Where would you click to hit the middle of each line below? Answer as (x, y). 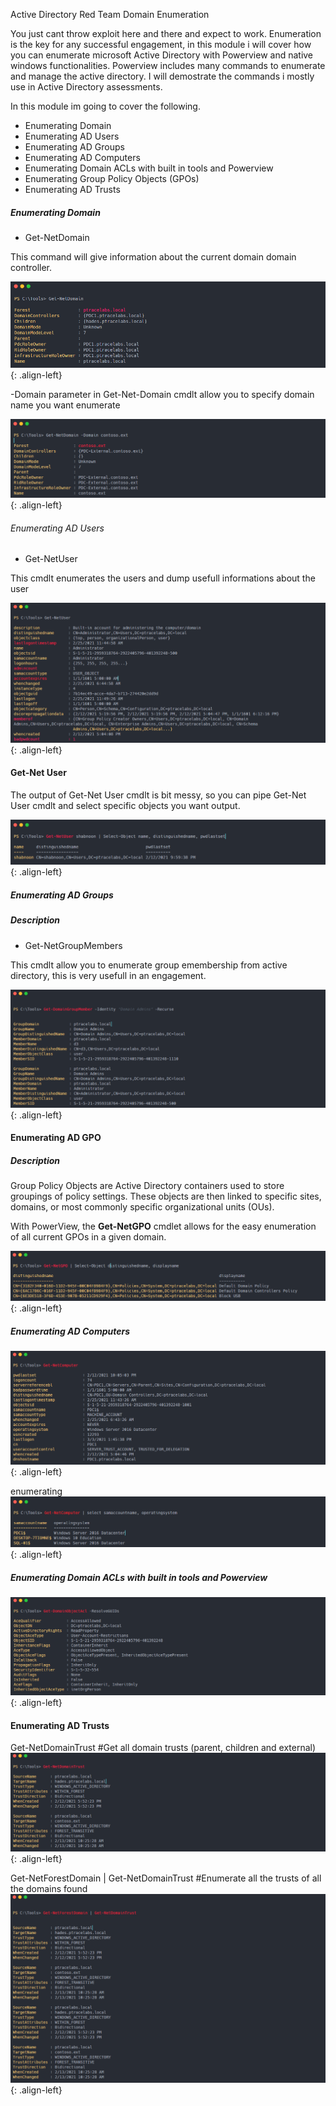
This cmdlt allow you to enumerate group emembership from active (149, 965)
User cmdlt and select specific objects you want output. (125, 805)
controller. (31, 267)
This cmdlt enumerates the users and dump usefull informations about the (163, 578)
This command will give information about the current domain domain (153, 256)
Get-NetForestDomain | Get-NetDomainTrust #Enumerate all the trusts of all (166, 1878)
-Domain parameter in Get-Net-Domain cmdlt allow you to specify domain (162, 394)
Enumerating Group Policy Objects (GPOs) (112, 178)
